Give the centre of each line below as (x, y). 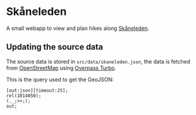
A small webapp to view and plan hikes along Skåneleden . (78, 28)
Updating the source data (55, 47)
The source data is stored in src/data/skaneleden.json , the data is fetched (98, 61)
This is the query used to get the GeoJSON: (60, 79)
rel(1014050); (24, 96)
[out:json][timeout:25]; (37, 90)
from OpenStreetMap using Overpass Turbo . (61, 68)
